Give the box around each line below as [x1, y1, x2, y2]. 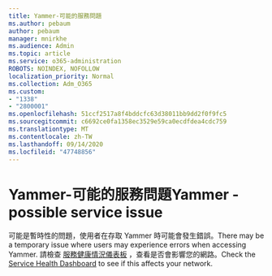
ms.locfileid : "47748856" [8, 148, 96, 156]
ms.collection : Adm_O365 [8, 80, 93, 88]
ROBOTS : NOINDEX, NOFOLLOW [8, 65, 100, 73]
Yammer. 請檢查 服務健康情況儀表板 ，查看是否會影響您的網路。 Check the [8, 249, 256, 260]
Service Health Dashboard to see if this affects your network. [8, 259, 214, 269]
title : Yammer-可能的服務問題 [8, 11, 102, 20]
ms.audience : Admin [8, 42, 75, 50]
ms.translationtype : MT [8, 125, 89, 133]
